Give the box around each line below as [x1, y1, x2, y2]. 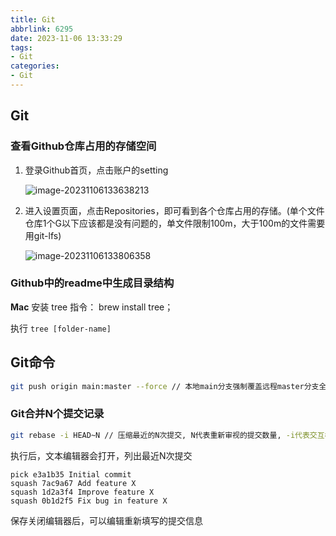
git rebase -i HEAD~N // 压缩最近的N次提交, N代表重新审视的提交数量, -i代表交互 [10, 430, 325, 440]
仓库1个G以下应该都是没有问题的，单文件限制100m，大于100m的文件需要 [24, 217, 326, 229]
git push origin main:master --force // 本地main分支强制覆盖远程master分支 [10, 381, 320, 391]
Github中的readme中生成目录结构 [10, 276, 175, 290]
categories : [10, 61, 60, 71]
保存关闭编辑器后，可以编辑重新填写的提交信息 [10, 514, 203, 526]
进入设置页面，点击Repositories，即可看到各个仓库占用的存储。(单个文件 [24, 204, 325, 216]
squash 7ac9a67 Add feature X [10, 478, 137, 488]
